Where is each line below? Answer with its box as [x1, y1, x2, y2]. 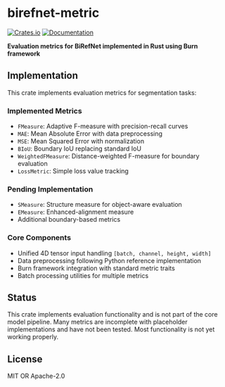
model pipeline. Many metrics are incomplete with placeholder [7, 318, 188, 326]
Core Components [7, 233, 72, 243]
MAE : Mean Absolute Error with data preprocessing [17, 129, 163, 138]
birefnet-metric [7, 5, 100, 21]
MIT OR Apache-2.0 [7, 372, 65, 381]
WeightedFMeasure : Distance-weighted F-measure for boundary [17, 152, 200, 160]
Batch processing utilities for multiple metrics [17, 271, 149, 279]
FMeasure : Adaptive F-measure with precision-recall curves [17, 122, 188, 131]
